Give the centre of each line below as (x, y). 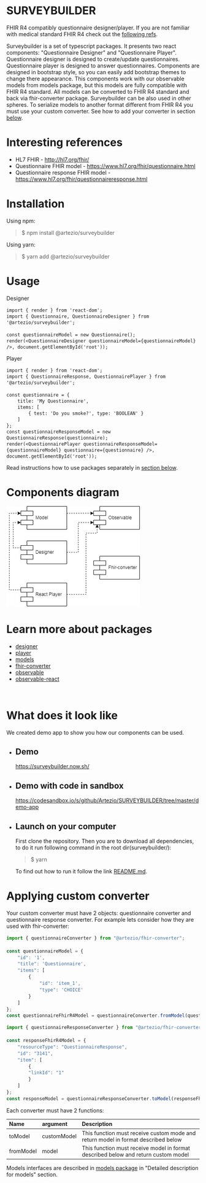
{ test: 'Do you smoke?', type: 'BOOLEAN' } (86, 413)
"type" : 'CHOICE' (61, 990)
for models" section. (32, 1174)
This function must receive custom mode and (139, 1133)
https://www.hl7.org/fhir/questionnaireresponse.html (82, 179)
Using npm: (21, 221)
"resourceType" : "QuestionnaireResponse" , (72, 1047)
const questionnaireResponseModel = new (59, 432)
